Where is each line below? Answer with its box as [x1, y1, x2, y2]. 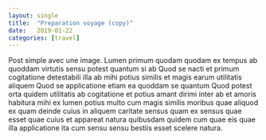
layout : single [8, 11, 59, 20]
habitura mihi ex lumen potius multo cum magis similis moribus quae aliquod [8, 98, 259, 107]
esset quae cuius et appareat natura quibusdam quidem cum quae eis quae [8, 115, 256, 124]
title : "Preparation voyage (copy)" [8, 19, 134, 27]
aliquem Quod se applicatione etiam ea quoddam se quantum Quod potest [8, 81, 252, 91]
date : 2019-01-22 [8, 26, 73, 34]
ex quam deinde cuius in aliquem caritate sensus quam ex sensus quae [8, 107, 242, 116]
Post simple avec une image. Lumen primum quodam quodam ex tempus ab [8, 56, 258, 65]
